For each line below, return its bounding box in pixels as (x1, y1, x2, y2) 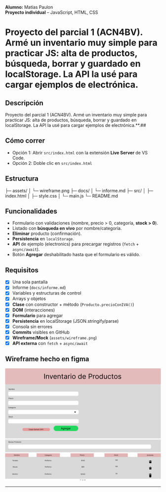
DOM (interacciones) (12, 307, 55, 313)
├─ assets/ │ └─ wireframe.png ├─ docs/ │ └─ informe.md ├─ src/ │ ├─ (5, 188, 153, 193)
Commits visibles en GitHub (12, 329, 70, 335)
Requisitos (5, 266, 39, 274)
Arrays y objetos (12, 296, 46, 302)
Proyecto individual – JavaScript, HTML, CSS (5, 9, 98, 15)
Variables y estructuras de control (12, 290, 82, 296)
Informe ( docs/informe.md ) (12, 285, 66, 291)
